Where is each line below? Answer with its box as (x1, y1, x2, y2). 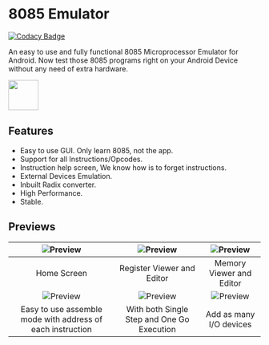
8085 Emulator (8, 5, 110, 23)
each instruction (30, 323, 92, 335)
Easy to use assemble (20, 303, 102, 315)
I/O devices (208, 319, 252, 330)
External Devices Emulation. (19, 171, 113, 181)
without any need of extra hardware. (8, 63, 128, 73)
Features (8, 124, 54, 138)
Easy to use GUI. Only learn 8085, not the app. (19, 145, 174, 155)
